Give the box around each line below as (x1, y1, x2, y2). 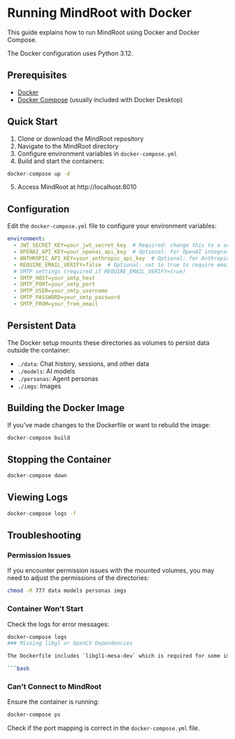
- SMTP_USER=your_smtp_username (13, 287, 108, 295)
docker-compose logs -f (7, 510, 77, 517)
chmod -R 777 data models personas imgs (7, 587, 127, 595)
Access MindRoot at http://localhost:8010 (17, 183, 137, 191)
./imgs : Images (17, 382, 62, 390)
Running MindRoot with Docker (7, 5, 192, 21)
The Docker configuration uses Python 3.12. (7, 49, 134, 57)
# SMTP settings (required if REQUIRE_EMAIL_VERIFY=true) (13, 268, 187, 275)
